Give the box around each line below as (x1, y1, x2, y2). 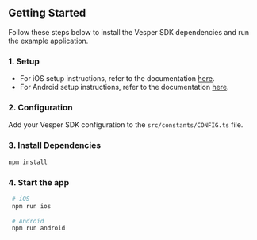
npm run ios (11, 202, 52, 210)
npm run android (11, 224, 66, 233)
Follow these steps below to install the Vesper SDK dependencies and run (8, 27, 250, 37)
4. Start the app (8, 176, 70, 188)
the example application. (8, 36, 89, 45)
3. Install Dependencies (8, 140, 102, 151)
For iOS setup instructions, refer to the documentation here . (19, 74, 216, 83)
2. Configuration (8, 103, 73, 114)
